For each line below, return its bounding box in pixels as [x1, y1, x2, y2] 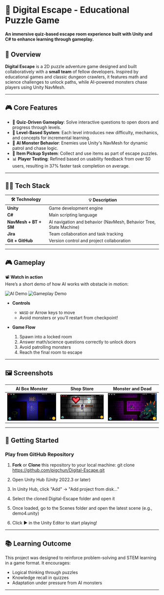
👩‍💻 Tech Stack [5, 181, 50, 190]
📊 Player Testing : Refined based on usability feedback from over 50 [12, 156, 151, 162]
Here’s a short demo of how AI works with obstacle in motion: [5, 281, 129, 287]
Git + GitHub [7, 238, 33, 244]
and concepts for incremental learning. [12, 135, 90, 141]
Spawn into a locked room [19, 334, 72, 340]
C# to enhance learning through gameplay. [5, 36, 94, 42]
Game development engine [48, 205, 103, 211]
